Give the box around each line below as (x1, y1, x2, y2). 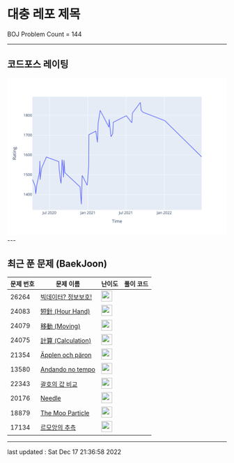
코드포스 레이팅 (7, 59, 69, 71)
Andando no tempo (40, 365, 95, 374)
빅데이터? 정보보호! (40, 293, 93, 301)
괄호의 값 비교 (40, 380, 78, 388)
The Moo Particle (40, 409, 90, 417)
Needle (40, 394, 61, 402)
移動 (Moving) (40, 322, 81, 330)
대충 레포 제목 (7, 6, 81, 22)
